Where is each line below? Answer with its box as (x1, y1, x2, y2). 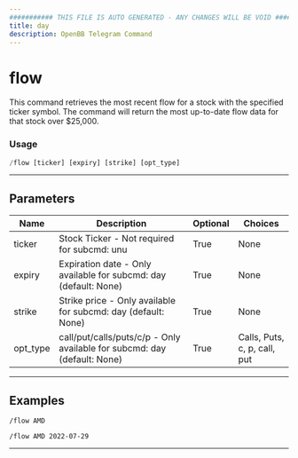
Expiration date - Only (59, 258, 152, 271)
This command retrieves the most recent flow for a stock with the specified (9, 97, 284, 107)
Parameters (9, 191, 75, 206)
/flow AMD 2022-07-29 (9, 432, 90, 441)
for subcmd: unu (59, 243, 128, 256)
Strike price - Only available (59, 295, 176, 307)
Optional (192, 217, 230, 230)
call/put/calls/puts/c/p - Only (59, 331, 181, 343)
